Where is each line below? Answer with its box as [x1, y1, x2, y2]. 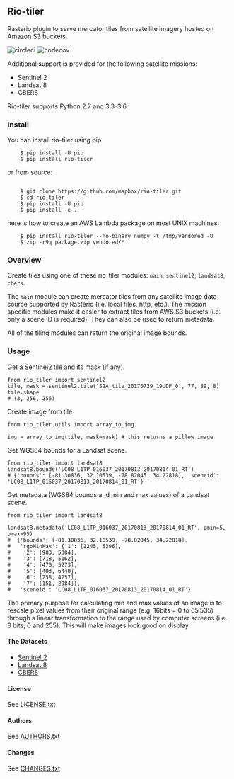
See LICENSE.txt [7, 700, 56, 709]
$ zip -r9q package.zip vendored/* [20, 239, 125, 246]
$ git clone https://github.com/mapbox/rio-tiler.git [20, 188, 182, 195]
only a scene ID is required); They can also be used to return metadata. [7, 315, 215, 324]
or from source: [7, 168, 53, 176]
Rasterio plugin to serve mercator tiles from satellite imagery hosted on [7, 24, 214, 33]
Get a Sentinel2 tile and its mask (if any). [7, 363, 125, 371]
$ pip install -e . [20, 207, 78, 214]
